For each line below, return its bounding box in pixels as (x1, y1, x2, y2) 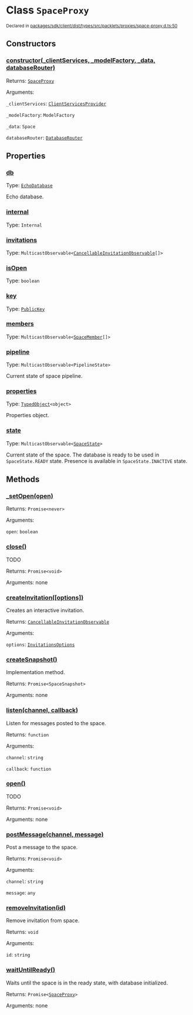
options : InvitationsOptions (6, 641, 75, 648)
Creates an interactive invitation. (6, 607, 84, 614)
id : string (6, 951, 31, 958)
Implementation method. (6, 669, 66, 676)
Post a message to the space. (6, 844, 78, 851)
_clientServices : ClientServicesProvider (6, 100, 107, 107)
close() (6, 543, 27, 551)
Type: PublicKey (6, 305, 45, 312)
